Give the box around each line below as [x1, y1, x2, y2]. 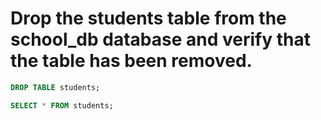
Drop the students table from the [10, 7, 287, 30]
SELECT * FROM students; [10, 100, 114, 111]
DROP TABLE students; [10, 82, 101, 92]
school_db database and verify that [10, 28, 311, 51]
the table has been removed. [10, 50, 253, 72]
